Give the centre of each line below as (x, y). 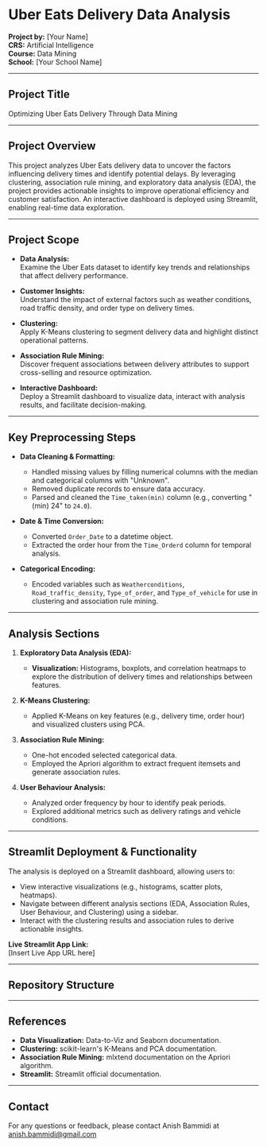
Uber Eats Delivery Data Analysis (119, 15)
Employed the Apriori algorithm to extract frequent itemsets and (136, 763)
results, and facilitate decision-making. (83, 405)
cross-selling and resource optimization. (86, 373)
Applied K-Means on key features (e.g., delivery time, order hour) (138, 716)
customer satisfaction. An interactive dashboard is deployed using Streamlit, (133, 199)
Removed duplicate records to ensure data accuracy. (118, 489)
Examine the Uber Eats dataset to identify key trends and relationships (135, 267)
